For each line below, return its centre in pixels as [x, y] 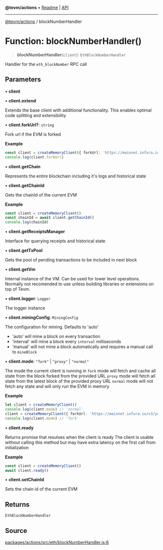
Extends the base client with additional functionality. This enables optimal [78, 110]
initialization [17, 447]
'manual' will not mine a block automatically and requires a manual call [82, 347]
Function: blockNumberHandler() [73, 41]
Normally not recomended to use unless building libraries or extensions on [80, 284]
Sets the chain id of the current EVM [41, 489]
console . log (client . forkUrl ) [34, 157]
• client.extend [21, 100]
